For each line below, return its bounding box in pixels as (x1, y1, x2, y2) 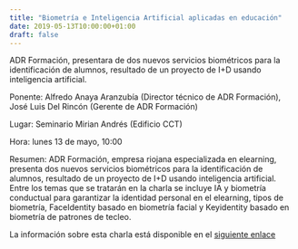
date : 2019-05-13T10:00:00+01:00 (9, 22, 136, 31)
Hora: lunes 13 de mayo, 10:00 (9, 137, 123, 148)
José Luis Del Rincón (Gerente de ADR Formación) (9, 101, 198, 112)
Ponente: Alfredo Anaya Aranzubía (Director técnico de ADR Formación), (9, 91, 282, 102)
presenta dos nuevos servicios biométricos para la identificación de (9, 164, 263, 175)
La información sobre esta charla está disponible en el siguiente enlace (9, 229, 276, 240)
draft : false (9, 30, 59, 39)
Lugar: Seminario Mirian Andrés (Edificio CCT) (9, 119, 184, 129)
